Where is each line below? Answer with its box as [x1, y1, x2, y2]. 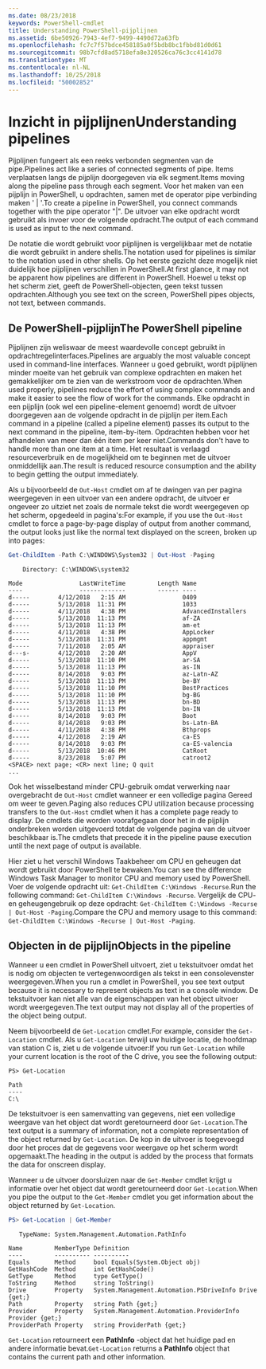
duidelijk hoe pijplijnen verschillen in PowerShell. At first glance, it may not [8, 265, 249, 274]
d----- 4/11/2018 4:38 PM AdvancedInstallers [8, 607, 247, 616]
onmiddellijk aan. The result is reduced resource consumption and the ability [8, 461, 256, 471]
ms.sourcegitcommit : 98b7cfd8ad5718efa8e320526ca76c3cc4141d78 [8, 49, 222, 57]
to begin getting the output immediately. [8, 469, 139, 479]
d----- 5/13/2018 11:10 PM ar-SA [8, 657, 201, 665]
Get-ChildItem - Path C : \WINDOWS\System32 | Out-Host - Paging [8, 551, 215, 559]
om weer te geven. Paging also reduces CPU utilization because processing [8, 798, 254, 809]
